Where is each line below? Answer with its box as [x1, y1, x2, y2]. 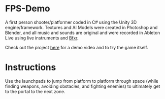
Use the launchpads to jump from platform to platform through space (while [5, 78, 159, 84]
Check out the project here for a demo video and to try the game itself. [5, 44, 149, 50]
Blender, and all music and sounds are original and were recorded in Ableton [5, 30, 160, 35]
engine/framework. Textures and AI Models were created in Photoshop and [5, 24, 158, 30]
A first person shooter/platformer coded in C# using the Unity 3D [5, 19, 137, 25]
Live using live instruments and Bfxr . [5, 35, 79, 41]
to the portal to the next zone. [5, 88, 66, 94]
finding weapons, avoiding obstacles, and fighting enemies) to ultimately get [5, 83, 160, 89]
